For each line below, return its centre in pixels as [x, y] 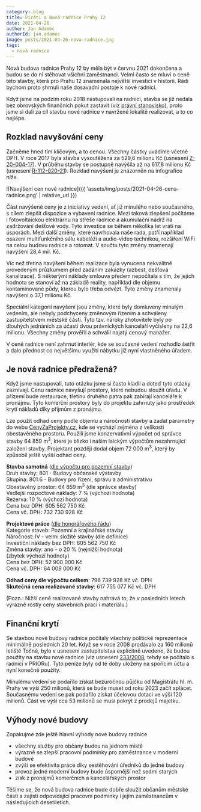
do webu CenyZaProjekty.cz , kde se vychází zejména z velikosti [85, 427]
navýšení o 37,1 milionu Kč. [39, 295]
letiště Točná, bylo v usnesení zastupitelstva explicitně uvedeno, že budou [98, 651]
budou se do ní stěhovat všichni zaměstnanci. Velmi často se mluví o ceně [98, 74]
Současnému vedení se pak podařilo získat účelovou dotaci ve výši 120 [94, 695]
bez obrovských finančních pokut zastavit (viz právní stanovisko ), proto [94, 105]
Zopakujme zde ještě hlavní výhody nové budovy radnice [77, 734]
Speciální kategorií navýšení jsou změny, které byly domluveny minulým [95, 307]
